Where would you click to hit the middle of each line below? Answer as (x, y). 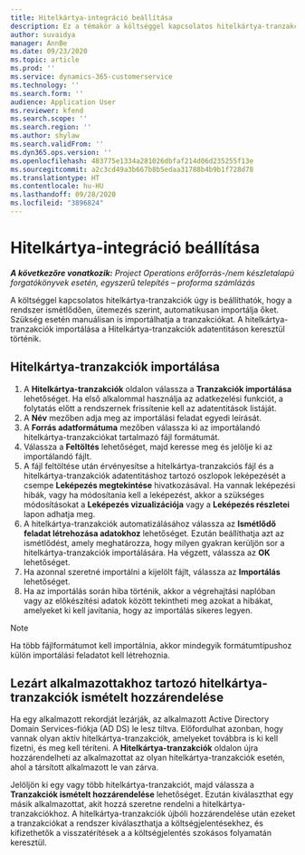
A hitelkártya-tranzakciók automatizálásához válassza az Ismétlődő (150, 524)
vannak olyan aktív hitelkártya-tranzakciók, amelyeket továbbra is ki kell (144, 738)
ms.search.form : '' (47, 93)
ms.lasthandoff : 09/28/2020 (63, 195)
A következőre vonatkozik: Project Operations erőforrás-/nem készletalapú (152, 273)
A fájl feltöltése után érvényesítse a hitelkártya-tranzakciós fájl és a (148, 466)
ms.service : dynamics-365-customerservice (91, 77)
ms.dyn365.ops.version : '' (61, 152)
